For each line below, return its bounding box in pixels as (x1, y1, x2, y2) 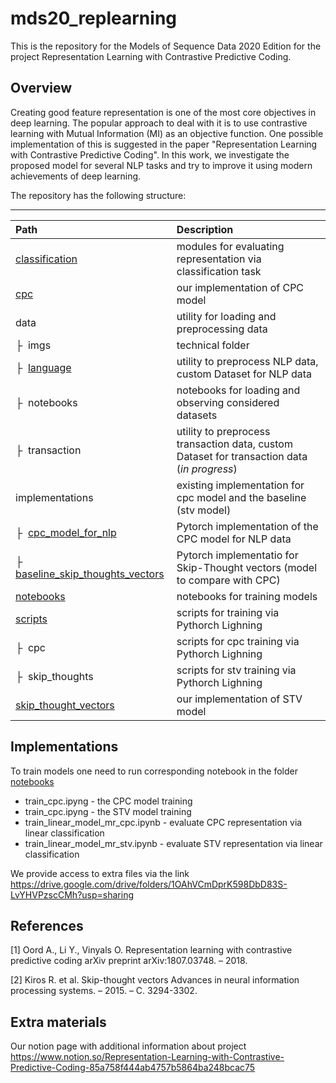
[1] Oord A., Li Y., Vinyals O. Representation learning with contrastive (10, 944, 293, 956)
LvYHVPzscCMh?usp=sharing (10, 888, 134, 901)
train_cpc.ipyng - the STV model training (24, 805, 192, 817)
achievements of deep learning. (10, 170, 142, 182)
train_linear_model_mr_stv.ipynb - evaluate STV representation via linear (24, 837, 323, 849)
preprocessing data (176, 322, 268, 336)
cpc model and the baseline (176, 490, 307, 504)
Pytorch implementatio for (176, 548, 299, 562)
